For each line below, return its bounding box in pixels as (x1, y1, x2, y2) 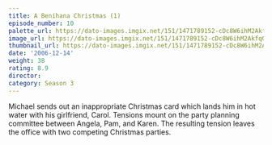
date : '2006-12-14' (8, 49, 74, 57)
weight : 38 (8, 57, 45, 65)
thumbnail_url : (8, 42, 60, 50)
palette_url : (8, 27, 53, 35)
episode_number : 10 (8, 19, 74, 27)
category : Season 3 (8, 79, 74, 87)
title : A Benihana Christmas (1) (8, 11, 121, 20)
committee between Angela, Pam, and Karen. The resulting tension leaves (8, 118, 255, 128)
